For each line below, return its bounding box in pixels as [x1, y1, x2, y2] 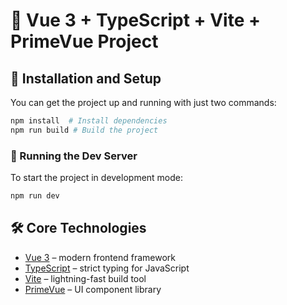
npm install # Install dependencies [10, 116, 168, 126]
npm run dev [10, 191, 60, 201]
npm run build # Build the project [10, 125, 159, 135]
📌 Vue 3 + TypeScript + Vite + [10, 9, 261, 32]
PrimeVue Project [10, 30, 159, 53]
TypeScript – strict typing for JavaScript [24, 262, 190, 274]
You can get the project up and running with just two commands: [10, 97, 277, 108]
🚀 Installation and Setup [10, 70, 162, 87]
